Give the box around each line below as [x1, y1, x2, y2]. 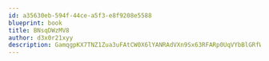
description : [8, 41, 52, 49]
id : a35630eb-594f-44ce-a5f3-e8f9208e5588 [8, 11, 152, 20]
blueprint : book [8, 19, 62, 27]
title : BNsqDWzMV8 [8, 26, 70, 34]
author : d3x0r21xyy [8, 33, 74, 42]
